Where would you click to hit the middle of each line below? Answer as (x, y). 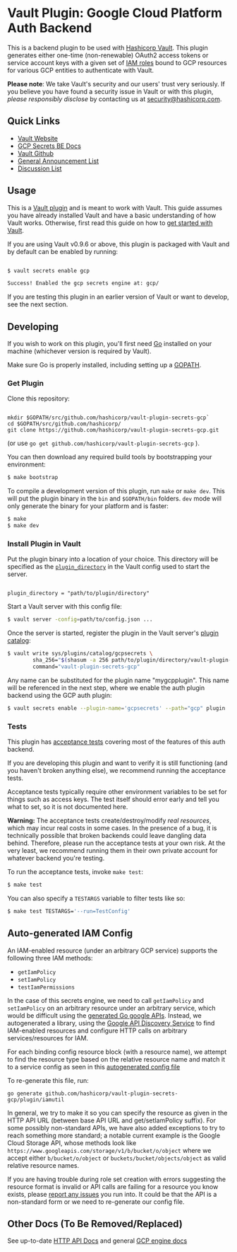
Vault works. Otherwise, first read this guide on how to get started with (110, 223)
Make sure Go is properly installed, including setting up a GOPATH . (104, 365)
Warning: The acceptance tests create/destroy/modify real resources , (109, 821)
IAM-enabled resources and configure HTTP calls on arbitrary (97, 1030)
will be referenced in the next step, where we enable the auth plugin (106, 687)
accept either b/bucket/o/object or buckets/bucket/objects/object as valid (117, 1158)
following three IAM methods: (50, 958)
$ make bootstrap (33, 478)
